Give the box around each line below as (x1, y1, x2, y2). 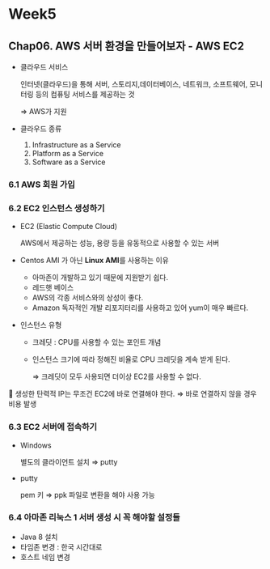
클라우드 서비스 (19, 62, 69, 71)
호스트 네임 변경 (19, 552, 70, 562)
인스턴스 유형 (19, 321, 62, 330)
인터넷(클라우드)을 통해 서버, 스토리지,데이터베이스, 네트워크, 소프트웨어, (19, 79, 248, 89)
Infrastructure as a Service (32, 140, 121, 150)
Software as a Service (32, 157, 106, 167)
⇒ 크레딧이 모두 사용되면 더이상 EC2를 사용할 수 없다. (32, 372, 202, 381)
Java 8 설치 (19, 532, 58, 541)
